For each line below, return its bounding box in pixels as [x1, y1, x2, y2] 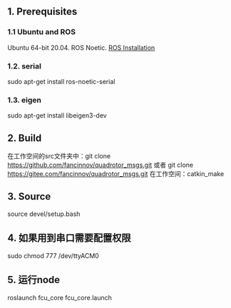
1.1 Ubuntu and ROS [7, 27, 76, 37]
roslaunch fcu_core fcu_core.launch [7, 293, 112, 302]
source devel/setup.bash [7, 210, 81, 218]
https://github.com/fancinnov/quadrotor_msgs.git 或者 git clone [7, 160, 194, 170]
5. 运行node [7, 274, 61, 286]
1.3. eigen [7, 95, 41, 105]
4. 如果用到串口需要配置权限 [7, 232, 131, 245]
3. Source [7, 190, 51, 202]
